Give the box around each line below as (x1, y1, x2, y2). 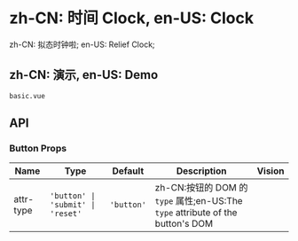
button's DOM (154, 218, 214, 230)
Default (112, 165, 145, 177)
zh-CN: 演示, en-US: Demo (9, 67, 159, 82)
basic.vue (9, 91, 46, 100)
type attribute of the (154, 206, 238, 219)
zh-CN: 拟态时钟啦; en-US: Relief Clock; (9, 39, 155, 50)
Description (176, 165, 227, 177)
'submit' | (50, 200, 96, 210)
